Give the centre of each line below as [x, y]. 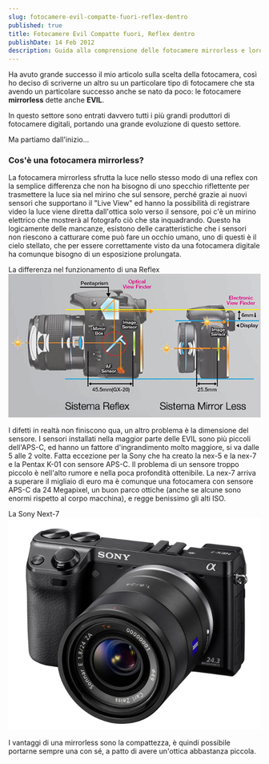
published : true [35, 25]
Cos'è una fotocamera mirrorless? [76, 160]
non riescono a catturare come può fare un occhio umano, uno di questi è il [132, 237]
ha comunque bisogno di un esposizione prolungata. [95, 254]
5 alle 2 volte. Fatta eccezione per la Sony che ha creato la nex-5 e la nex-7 [132, 456]
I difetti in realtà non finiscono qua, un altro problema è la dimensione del [128, 430]
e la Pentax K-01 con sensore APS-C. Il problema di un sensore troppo [124, 464]
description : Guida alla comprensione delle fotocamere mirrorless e [127, 51]
